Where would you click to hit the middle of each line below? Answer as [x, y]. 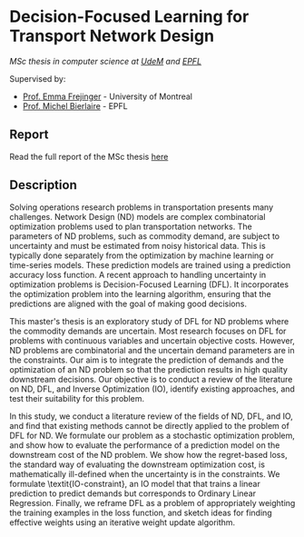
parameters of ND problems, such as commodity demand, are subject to [145, 236]
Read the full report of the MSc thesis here [89, 156]
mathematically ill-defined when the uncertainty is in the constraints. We [145, 473]
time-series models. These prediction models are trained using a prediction [150, 264]
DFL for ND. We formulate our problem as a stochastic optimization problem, [152, 435]
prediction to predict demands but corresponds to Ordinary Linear [133, 493]
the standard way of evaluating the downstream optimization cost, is [137, 464]
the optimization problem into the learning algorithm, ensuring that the [141, 293]
